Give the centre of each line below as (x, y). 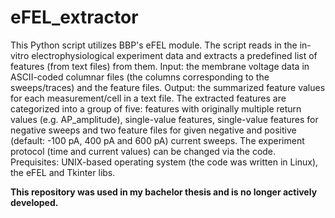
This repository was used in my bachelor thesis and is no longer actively (164, 192)
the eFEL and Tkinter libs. (63, 172)
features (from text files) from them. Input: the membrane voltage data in (160, 66)
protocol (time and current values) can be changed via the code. (143, 151)
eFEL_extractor (74, 17)
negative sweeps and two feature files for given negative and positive (153, 130)
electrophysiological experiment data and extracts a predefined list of (174, 55)
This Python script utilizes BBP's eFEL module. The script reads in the (154, 45)
